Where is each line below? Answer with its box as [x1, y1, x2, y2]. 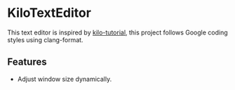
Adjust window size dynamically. [17, 75, 112, 83]
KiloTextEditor [7, 5, 91, 21]
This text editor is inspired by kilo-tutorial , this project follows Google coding [7, 28, 228, 37]
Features [7, 56, 47, 68]
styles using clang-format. [7, 35, 83, 44]
